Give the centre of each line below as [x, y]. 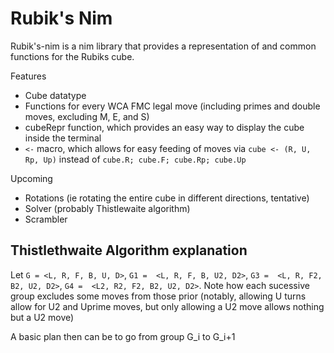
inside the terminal [63, 138]
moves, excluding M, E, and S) [87, 116]
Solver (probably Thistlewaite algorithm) [107, 208]
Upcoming [31, 178]
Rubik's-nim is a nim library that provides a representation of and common [163, 46]
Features [28, 76]
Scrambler [46, 219]
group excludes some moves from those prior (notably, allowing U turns [158, 296]
